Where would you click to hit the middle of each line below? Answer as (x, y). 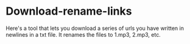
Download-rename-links (69, 11)
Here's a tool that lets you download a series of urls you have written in (95, 28)
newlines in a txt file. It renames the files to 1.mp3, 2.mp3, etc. (83, 34)
